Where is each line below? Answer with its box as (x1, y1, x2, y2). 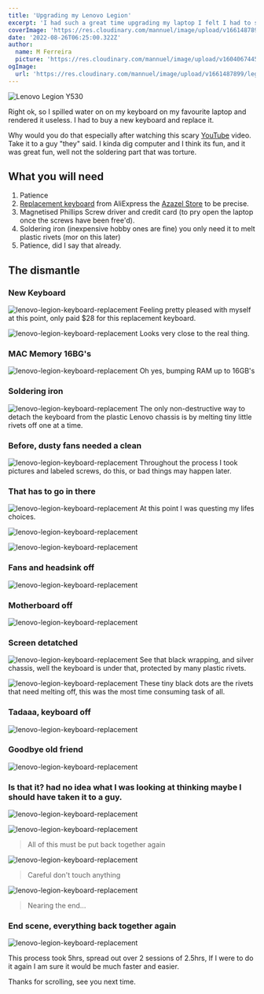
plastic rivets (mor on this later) (19, 233, 121, 242)
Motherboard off (8, 599, 73, 610)
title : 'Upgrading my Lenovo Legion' (8, 11, 132, 20)
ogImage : (8, 63, 37, 71)
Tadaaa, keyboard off (8, 707, 92, 718)
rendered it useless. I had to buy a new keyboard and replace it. (8, 115, 214, 124)
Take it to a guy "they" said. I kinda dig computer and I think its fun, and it (8, 138, 246, 148)
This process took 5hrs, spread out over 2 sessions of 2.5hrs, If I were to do (8, 953, 254, 963)
